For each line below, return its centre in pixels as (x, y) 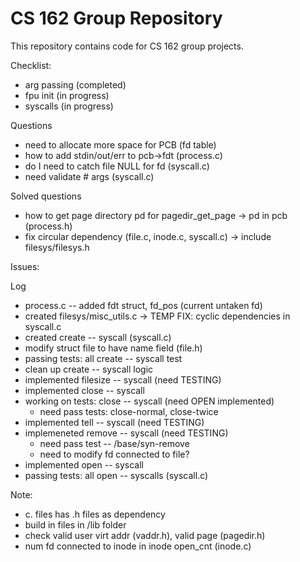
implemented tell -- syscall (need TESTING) (114, 422)
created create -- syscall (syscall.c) (98, 337)
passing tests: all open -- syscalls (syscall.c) (116, 475)
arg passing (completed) (75, 84)
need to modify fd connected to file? (114, 454)
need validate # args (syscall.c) (89, 176)
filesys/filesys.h (57, 247)
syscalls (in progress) (69, 106)
